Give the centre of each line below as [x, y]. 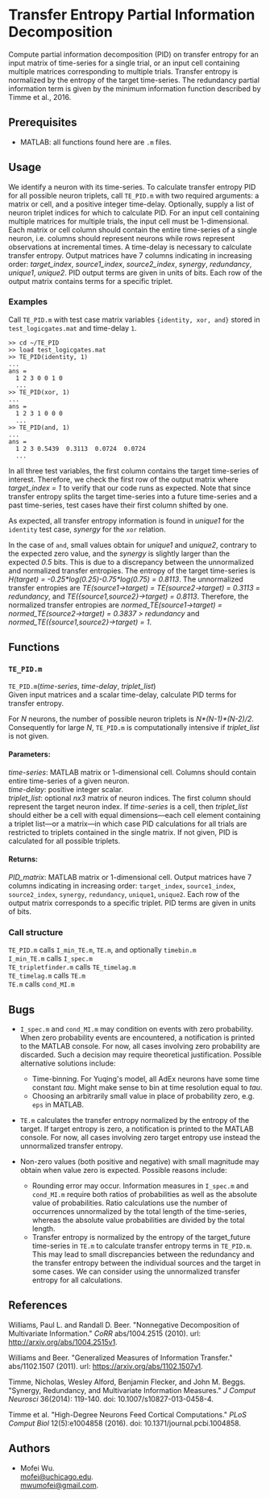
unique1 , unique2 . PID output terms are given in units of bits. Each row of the [135, 273]
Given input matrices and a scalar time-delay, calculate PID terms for [123, 695]
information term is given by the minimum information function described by [135, 88]
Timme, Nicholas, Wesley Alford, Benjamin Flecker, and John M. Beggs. [127, 1382]
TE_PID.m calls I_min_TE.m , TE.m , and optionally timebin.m [102, 950]
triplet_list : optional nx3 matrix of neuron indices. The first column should [130, 798]
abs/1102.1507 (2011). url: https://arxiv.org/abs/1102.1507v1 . [106, 1366]
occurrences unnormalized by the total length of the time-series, [139, 1212]
